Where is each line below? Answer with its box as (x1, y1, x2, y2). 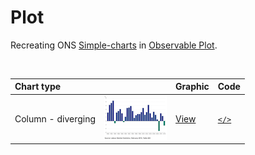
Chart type (14, 81, 62, 93)
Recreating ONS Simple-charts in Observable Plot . (10, 39, 218, 51)
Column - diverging (14, 112, 97, 125)
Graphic (175, 81, 210, 93)
